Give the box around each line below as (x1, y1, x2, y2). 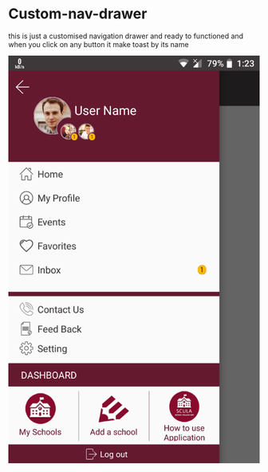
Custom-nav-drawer (8, 5, 148, 23)
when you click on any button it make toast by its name (8, 39, 189, 49)
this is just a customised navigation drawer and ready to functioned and (8, 31, 244, 41)
